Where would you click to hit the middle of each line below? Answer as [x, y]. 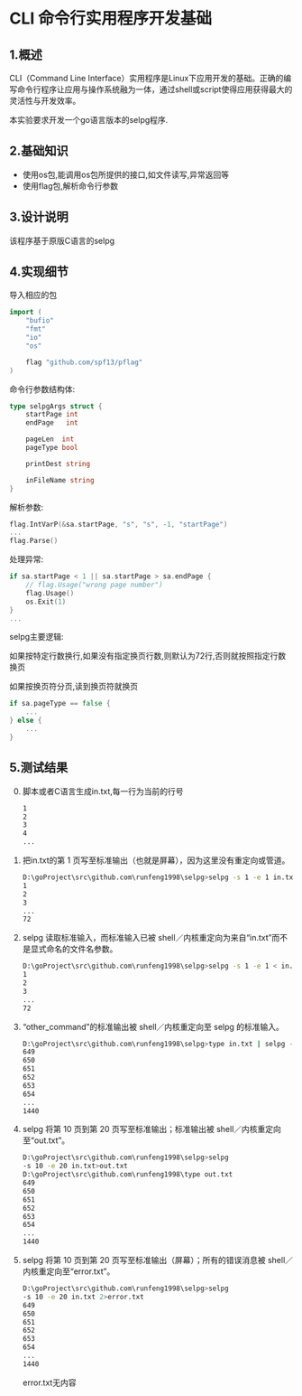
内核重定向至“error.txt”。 [69, 1271]
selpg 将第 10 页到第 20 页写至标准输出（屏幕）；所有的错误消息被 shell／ [158, 1260]
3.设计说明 [39, 217]
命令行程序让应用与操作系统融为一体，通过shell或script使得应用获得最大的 [155, 89]
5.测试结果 [39, 768]
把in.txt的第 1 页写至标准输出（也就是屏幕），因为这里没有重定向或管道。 [156, 860]
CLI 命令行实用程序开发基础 [111, 19]
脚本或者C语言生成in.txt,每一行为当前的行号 [103, 791]
